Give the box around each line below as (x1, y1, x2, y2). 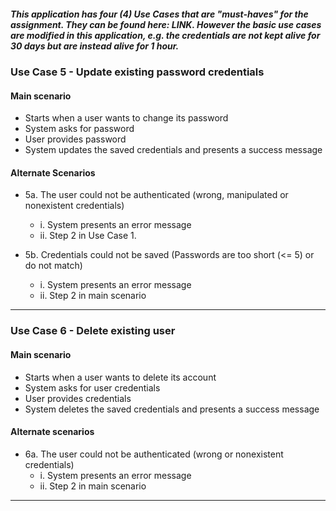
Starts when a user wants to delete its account (24, 371, 217, 383)
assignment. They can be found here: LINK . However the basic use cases (10, 18, 322, 30)
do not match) (24, 260, 83, 272)
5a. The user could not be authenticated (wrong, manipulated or (24, 189, 289, 201)
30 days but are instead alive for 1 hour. (10, 40, 180, 52)
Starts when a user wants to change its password (24, 112, 229, 124)
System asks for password (24, 123, 135, 135)
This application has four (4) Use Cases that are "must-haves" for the (10, 8, 309, 20)
